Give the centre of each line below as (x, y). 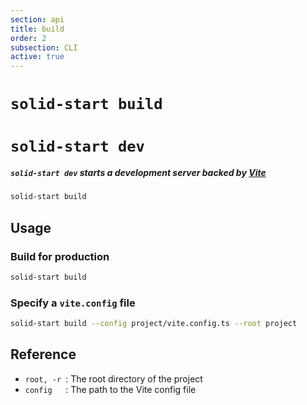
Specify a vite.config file (73, 303)
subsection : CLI (44, 47)
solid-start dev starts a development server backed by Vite (138, 173)
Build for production (60, 256)
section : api (37, 19)
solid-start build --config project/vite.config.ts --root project (154, 324)
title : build (37, 29)
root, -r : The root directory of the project (113, 378)
